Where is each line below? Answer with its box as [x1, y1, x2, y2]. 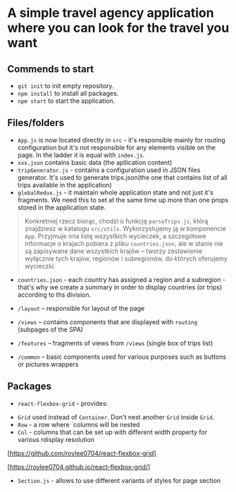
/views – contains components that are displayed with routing [17, 317, 198, 326]
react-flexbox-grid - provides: [17, 399, 108, 407]
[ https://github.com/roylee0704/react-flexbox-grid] [7, 449, 156, 457]
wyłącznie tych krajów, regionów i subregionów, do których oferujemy [24, 254, 228, 262]
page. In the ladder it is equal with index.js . [17, 150, 145, 159]
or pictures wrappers [17, 359, 79, 368]
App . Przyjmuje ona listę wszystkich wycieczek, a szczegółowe [24, 231, 206, 240]
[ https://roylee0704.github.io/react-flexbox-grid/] [7, 462, 151, 471]
